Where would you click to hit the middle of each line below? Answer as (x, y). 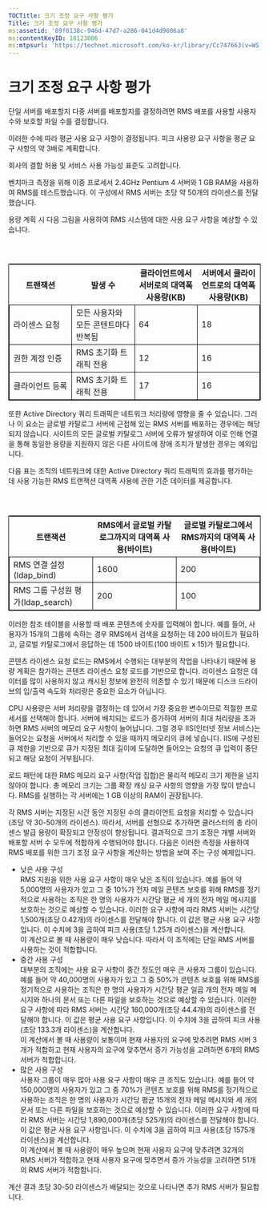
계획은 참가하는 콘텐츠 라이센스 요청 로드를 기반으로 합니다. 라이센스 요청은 (133, 671)
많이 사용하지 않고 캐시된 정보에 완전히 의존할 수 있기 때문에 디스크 (133, 681)
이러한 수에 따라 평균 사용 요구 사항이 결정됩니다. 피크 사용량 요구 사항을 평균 (128, 139)
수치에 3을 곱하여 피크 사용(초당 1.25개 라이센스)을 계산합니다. (149, 929)
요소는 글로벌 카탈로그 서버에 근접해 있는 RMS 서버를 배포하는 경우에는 (135, 424)
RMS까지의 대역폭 (213, 537)
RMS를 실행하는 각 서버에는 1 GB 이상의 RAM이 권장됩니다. (111, 795)
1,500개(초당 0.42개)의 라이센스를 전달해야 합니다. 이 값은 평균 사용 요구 (132, 919)
